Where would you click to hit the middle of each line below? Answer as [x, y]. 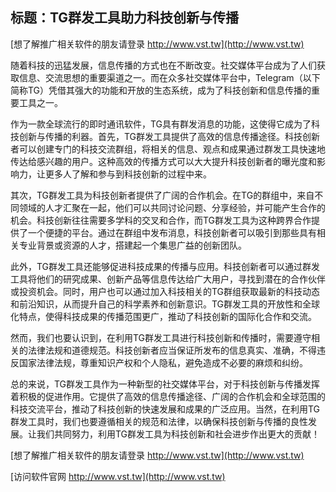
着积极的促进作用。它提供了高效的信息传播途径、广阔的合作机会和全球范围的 [168, 396]
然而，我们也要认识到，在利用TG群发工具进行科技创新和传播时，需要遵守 [161, 337]
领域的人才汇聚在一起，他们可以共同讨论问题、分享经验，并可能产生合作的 [172, 207]
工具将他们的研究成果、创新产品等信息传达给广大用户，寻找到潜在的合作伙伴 [168, 279]
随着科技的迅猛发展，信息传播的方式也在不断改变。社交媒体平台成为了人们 [163, 65]
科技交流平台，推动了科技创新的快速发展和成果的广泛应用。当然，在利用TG [165, 409]
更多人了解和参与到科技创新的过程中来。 [128, 174]
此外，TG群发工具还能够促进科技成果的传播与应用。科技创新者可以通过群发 [165, 266]
